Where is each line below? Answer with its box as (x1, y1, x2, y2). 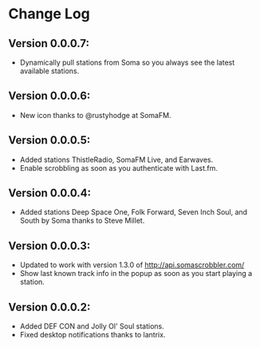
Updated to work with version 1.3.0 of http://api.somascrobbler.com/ (19, 260, 245, 270)
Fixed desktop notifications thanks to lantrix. (19, 330, 166, 340)
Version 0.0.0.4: (8, 187, 92, 200)
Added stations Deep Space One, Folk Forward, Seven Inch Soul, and (19, 207, 248, 217)
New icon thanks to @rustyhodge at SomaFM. (19, 110, 171, 120)
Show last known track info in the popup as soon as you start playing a (19, 269, 253, 278)
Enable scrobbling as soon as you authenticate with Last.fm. (19, 163, 218, 172)
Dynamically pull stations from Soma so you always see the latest (19, 57, 235, 67)
